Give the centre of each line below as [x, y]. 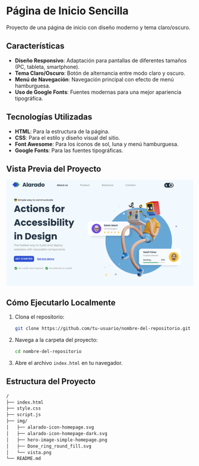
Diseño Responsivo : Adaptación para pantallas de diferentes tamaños [101, 60]
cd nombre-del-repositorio [48, 352]
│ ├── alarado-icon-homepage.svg [50, 427]
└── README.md [24, 459]
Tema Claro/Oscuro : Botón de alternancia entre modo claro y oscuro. [100, 73]
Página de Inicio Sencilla [67, 11]
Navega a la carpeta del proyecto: [56, 340]
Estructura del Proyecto [51, 382]
